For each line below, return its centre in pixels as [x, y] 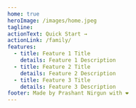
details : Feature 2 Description [68, 73]
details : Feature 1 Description [68, 60]
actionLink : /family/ [40, 40]
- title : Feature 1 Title [52, 54]
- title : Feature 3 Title [52, 80]
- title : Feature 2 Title [52, 67]
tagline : [20, 27]
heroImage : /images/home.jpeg [52, 21]
